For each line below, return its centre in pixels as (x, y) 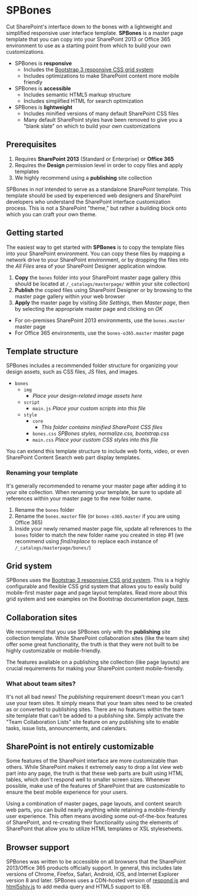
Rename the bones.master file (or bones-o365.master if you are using (97, 516)
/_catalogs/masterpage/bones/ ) (53, 547)
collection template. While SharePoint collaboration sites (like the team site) (98, 638)
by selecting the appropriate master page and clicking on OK (89, 309)
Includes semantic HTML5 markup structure (77, 95)
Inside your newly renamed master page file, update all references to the (103, 528)
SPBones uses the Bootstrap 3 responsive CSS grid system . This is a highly (98, 580)
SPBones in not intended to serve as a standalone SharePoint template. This (99, 189)
